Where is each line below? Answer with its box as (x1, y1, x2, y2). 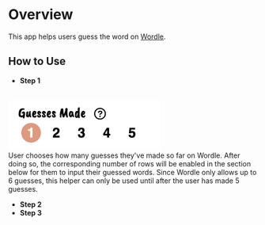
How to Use (8, 55, 66, 68)
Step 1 (19, 75, 41, 85)
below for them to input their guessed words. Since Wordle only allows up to (8, 167, 257, 177)
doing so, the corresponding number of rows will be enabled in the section (8, 158, 252, 168)
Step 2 (19, 200, 42, 209)
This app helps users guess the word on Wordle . (8, 32, 166, 41)
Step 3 (19, 208, 42, 217)
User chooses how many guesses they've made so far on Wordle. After (8, 151, 240, 160)
